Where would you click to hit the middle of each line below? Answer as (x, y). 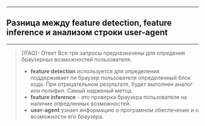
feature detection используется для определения (95, 71)
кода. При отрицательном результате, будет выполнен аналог (112, 84)
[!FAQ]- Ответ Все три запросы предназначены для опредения (103, 53)
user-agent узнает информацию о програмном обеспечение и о (114, 110)
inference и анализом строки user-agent (87, 33)
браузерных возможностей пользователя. (77, 59)
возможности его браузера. (67, 116)
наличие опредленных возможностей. (81, 103)
